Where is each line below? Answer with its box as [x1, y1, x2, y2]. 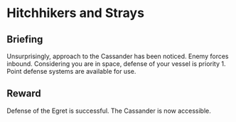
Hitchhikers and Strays [6, 5, 145, 21]
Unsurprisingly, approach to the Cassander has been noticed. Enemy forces [6, 52, 229, 60]
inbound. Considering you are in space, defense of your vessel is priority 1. [6, 60, 226, 68]
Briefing [6, 33, 43, 45]
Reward [6, 87, 42, 100]
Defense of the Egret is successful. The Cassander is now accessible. [6, 106, 211, 115]
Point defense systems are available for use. [6, 67, 136, 75]
